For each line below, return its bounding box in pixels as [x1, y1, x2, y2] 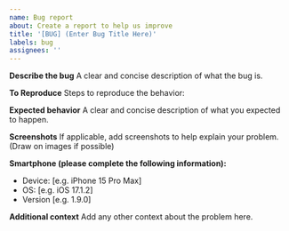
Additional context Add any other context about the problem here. [9, 211, 253, 222]
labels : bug [9, 37, 53, 47]
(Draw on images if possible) [9, 141, 115, 152]
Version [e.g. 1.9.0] [21, 195, 92, 205]
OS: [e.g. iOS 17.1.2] [21, 185, 93, 195]
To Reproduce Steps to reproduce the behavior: [9, 88, 185, 99]
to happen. [9, 115, 49, 125]
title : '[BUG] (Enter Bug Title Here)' [9, 29, 157, 38]
